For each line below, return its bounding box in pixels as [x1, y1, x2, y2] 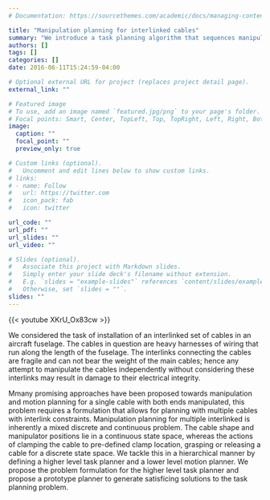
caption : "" [15, 130, 56, 138]
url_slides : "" [8, 234, 59, 242]
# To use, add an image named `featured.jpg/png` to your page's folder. [8, 108, 261, 116]
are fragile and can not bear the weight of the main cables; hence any [8, 356, 239, 365]
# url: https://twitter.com [8, 189, 110, 197]
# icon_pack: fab [8, 197, 74, 205]
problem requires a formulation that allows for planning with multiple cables [8, 405, 259, 415]
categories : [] [8, 56, 59, 64]
